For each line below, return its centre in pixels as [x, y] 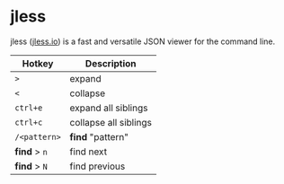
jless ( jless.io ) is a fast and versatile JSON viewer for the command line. [143, 41]
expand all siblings [109, 108]
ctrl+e [29, 108]
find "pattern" [99, 136]
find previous [98, 166]
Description [111, 63]
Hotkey [38, 63]
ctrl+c [29, 122]
